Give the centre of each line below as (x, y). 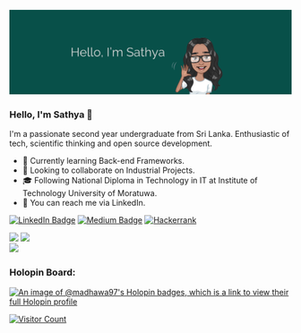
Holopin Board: (43, 272)
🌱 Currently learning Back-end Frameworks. (103, 161)
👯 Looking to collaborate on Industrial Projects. (108, 170)
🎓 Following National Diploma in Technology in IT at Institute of (140, 181)
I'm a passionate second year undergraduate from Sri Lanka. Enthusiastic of (150, 134)
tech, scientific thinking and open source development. (111, 143)
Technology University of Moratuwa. (90, 193)
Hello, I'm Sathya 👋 (51, 115)
